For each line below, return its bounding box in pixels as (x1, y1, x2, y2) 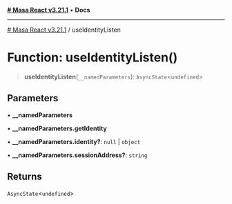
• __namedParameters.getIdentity (7, 124, 107, 132)
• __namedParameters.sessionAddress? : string (7, 151, 148, 159)
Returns (7, 171, 43, 183)
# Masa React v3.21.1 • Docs (7, 6, 90, 14)
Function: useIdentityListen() (7, 50, 178, 65)
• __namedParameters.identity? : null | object (7, 137, 141, 145)
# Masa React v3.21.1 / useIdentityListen (7, 25, 121, 34)
